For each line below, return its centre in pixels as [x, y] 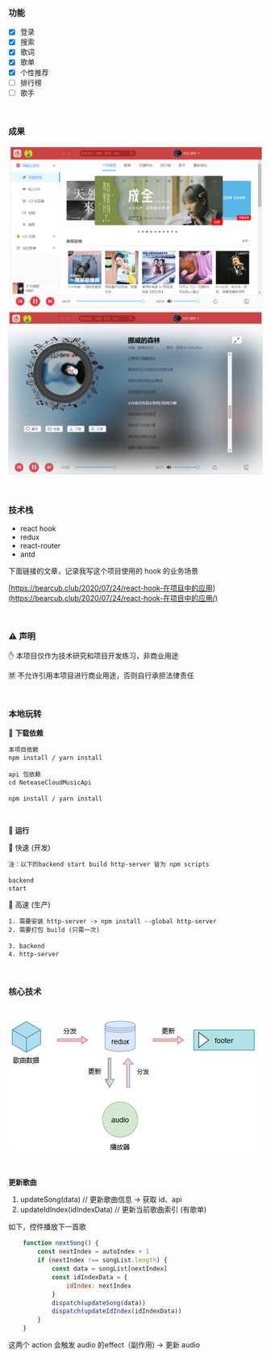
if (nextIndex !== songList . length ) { [102, 1260]
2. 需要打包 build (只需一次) [54, 931]
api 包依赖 [25, 775]
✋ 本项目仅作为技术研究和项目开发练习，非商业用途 [94, 655]
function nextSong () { [61, 1243]
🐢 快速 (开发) [29, 848]
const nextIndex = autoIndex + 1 [94, 1252]
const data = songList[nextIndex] [109, 1269]
